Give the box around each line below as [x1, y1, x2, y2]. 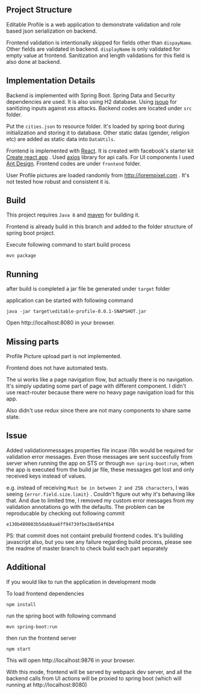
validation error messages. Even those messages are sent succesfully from [6, 453, 193, 460]
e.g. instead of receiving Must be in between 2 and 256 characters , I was [6, 484, 189, 491]
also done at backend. [6, 58, 61, 65]
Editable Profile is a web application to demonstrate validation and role [6, 21, 181, 28]
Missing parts [6, 336, 59, 347]
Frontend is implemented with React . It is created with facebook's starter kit [6, 147, 194, 154]
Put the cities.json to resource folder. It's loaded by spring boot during [6, 122, 185, 130]
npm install [6, 601, 36, 608]
